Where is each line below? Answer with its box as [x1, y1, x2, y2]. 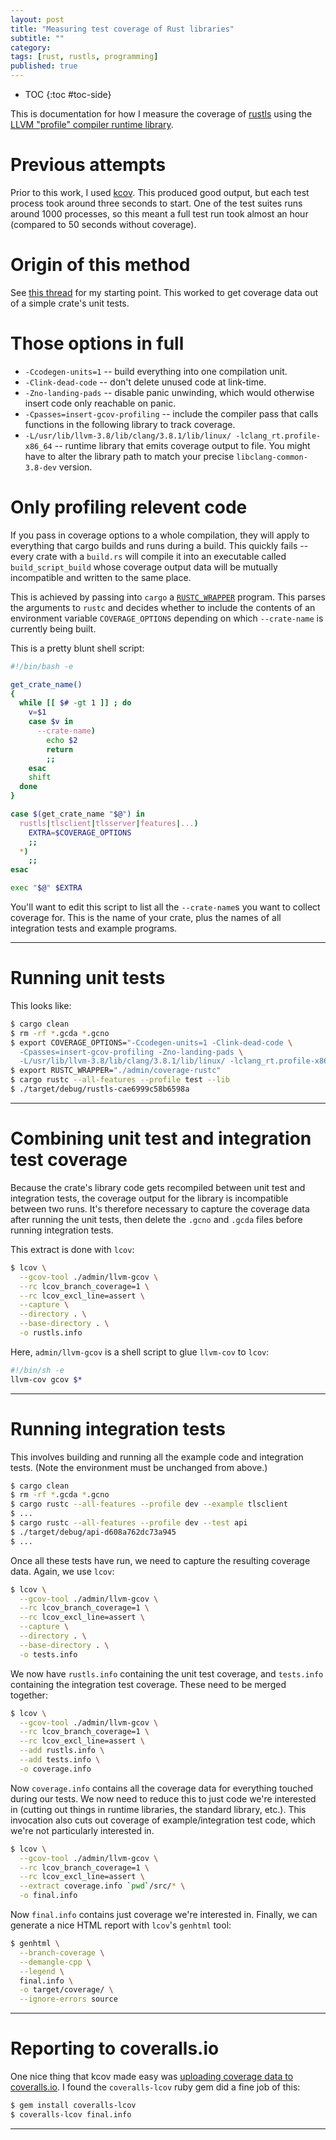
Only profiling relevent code [10, 496, 248, 518]
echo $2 [46, 735, 78, 745]
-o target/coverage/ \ [19, 1985, 114, 1995]
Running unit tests [10, 967, 166, 990]
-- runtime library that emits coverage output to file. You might [54, 439, 311, 451]
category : [10, 42, 52, 53]
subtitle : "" [10, 33, 65, 43]
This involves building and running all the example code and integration [10, 1451, 304, 1463]
